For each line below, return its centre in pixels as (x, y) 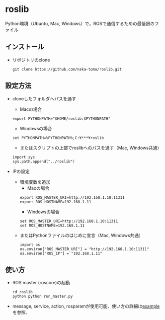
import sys (24, 157)
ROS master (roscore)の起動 (41, 283)
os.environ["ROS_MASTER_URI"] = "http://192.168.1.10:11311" (84, 249)
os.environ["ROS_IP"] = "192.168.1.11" (61, 253)
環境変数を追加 (35, 182)
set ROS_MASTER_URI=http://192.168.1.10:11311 (69, 221)
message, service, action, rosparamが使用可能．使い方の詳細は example (86, 306)
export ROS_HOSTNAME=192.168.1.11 (55, 202)
